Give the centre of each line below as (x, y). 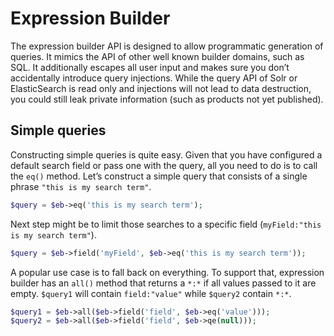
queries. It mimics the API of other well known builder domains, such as (157, 56)
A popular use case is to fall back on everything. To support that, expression (167, 272)
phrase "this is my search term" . (81, 186)
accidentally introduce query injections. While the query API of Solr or (154, 78)
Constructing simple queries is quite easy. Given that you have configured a (166, 154)
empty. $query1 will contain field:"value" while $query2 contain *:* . (151, 293)
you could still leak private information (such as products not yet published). (167, 99)
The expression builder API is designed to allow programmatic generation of (167, 46)
